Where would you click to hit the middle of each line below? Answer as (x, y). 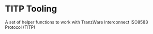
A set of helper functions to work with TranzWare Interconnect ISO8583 (77, 22)
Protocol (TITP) (20, 27)
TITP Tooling (31, 9)
